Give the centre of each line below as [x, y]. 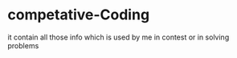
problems [23, 45]
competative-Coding [79, 15]
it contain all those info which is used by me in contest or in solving [118, 37]
